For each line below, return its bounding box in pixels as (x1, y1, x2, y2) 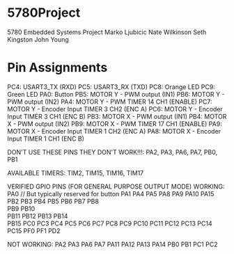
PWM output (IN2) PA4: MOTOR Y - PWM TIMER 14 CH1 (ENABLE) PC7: (7, 97, 212, 106)
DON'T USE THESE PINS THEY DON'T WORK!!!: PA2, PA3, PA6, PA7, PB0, (7, 148, 218, 156)
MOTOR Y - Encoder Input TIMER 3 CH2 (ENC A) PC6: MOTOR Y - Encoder (7, 104, 223, 113)
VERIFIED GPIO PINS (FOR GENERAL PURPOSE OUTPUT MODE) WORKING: (7, 182, 225, 191)
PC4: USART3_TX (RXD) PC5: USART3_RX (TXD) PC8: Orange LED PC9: (7, 82, 216, 91)
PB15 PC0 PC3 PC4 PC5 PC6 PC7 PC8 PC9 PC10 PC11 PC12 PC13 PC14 (7, 219, 212, 228)
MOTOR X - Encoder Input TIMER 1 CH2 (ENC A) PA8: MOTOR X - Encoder (7, 127, 221, 135)
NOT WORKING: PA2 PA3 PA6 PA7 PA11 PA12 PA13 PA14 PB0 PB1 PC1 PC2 (7, 240, 218, 248)
